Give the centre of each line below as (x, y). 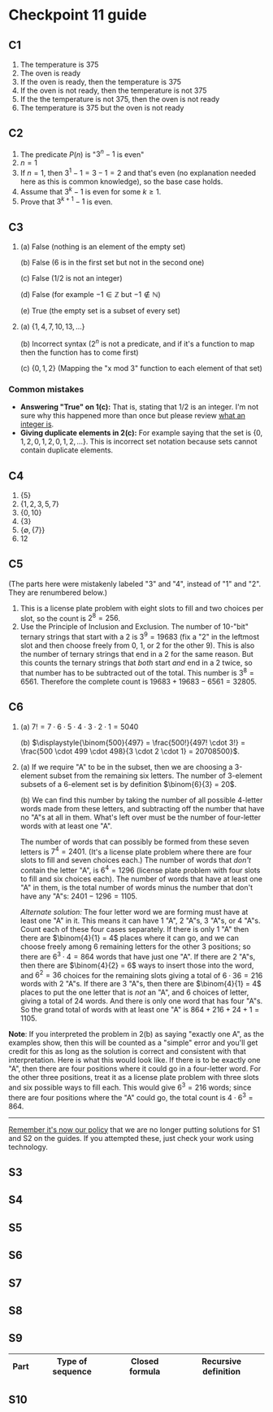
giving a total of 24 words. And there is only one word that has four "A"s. (141, 1001)
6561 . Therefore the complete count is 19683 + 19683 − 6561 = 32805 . (139, 681)
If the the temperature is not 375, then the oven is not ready (120, 99)
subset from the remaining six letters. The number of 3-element (156, 776)
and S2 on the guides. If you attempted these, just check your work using (131, 1138)
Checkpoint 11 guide (78, 15)
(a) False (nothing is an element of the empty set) (103, 247)
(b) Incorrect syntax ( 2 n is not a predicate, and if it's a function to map (137, 343)
